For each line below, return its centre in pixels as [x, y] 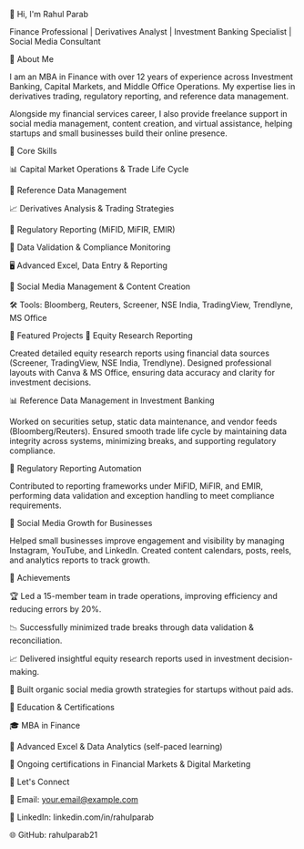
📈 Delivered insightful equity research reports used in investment [132, 658]
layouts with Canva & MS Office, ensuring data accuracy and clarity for [142, 373]
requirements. [35, 505]
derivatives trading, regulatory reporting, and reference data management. [149, 96]
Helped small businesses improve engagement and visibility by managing [147, 541]
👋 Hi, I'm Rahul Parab [49, 14]
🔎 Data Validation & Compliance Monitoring [90, 247]
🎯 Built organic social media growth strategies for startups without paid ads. [152, 689]
